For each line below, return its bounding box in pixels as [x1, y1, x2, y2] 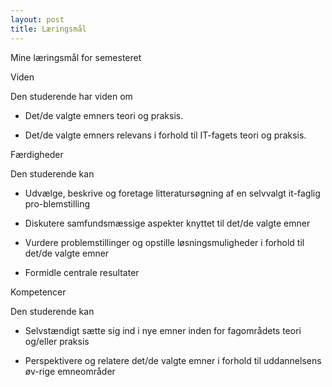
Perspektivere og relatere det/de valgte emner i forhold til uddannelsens [24, 354, 322, 366]
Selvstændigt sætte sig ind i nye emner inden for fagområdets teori [24, 324, 302, 336]
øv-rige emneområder [24, 365, 116, 377]
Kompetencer [10, 286, 67, 298]
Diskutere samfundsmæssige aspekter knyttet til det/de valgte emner [24, 217, 311, 229]
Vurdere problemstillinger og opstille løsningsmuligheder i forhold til [24, 236, 305, 248]
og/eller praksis [24, 335, 90, 347]
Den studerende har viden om [10, 90, 133, 102]
